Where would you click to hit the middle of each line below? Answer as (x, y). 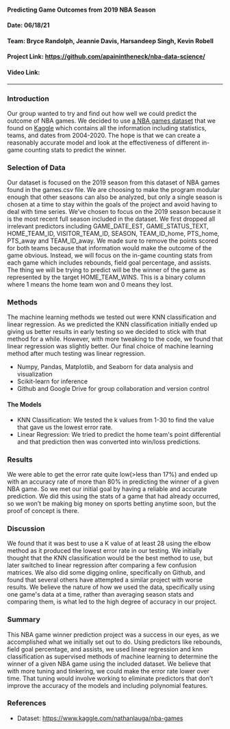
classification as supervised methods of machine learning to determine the (113, 656)
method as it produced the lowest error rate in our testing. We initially (105, 551)
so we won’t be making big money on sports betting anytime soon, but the (112, 503)
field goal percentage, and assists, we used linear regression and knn (105, 649)
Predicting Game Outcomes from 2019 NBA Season (81, 10)
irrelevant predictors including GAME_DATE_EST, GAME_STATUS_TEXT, (108, 226)
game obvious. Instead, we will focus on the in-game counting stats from (110, 255)
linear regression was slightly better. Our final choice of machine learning (110, 346)
